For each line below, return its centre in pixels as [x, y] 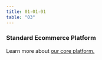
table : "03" [21, 17]
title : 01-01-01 [26, 12]
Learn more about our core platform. [50, 50]
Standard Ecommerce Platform [51, 38]
